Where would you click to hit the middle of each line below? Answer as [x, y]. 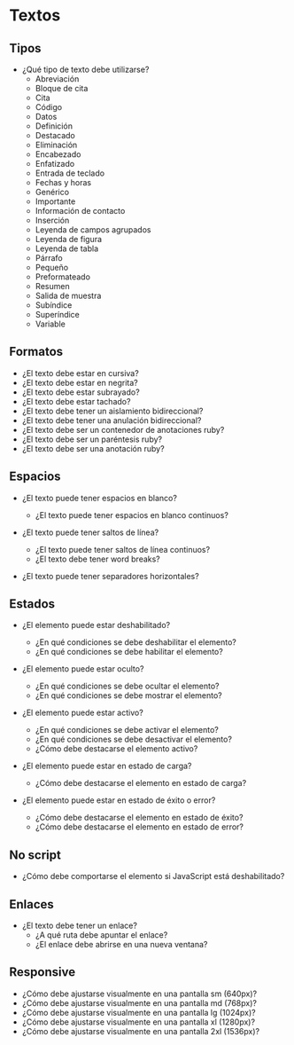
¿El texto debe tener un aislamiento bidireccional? [112, 411]
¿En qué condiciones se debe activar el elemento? [127, 730]
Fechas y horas [63, 182]
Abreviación [57, 79]
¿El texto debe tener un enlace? [79, 926]
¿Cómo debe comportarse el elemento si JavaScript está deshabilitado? [153, 876]
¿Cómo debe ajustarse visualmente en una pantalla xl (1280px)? [138, 1022]
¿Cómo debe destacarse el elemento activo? [116, 749]
